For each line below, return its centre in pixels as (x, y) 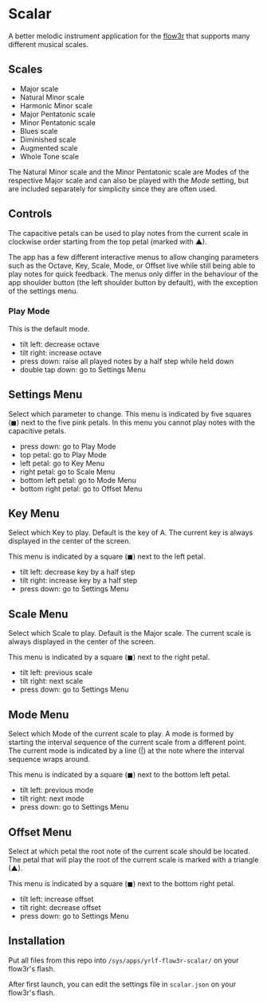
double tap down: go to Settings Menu (82, 369)
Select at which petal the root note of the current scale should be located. (130, 851)
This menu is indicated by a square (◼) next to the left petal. (107, 557)
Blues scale (39, 131)
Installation (37, 941)
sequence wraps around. (49, 759)
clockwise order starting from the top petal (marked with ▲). (108, 241)
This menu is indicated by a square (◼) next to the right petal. (109, 657)
